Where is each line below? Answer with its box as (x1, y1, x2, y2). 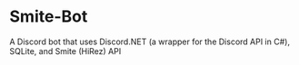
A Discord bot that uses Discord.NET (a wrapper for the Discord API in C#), (9, 36, 291, 47)
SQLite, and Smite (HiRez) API (9, 45, 122, 56)
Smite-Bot (9, 6, 88, 27)
